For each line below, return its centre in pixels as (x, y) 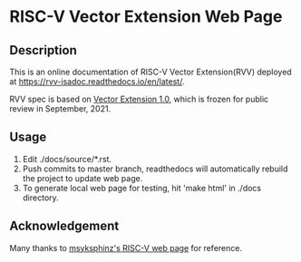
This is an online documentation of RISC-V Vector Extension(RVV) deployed (150, 72)
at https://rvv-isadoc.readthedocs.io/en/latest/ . (97, 82)
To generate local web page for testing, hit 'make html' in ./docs (141, 188)
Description (43, 50)
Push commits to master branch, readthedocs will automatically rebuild (155, 169)
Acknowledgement (64, 226)
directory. (40, 198)
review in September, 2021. (60, 109)
